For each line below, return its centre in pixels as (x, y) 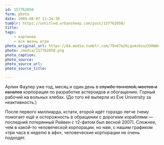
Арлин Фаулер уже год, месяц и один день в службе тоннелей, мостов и (81, 87)
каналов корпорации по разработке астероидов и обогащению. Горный (80, 92)
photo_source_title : (26, 69)
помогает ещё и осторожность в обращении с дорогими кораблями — (79, 117)
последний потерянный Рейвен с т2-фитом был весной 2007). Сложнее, (81, 122)
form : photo (17, 14)
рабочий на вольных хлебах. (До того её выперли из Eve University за (78, 97)
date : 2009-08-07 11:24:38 (32, 19)
